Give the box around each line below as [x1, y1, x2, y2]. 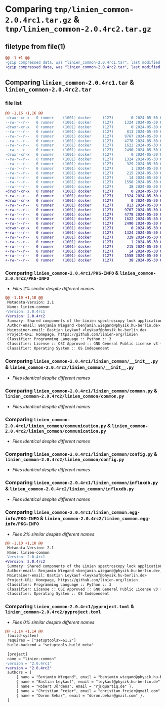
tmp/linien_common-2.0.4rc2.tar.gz [5, 25, 152, 34]
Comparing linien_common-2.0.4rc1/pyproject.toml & [5, 603, 134, 610]
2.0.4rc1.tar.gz [5, 16, 72, 25]
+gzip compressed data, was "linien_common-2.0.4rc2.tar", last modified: [5, 64, 163, 70]
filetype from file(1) [5, 42, 66, 50]
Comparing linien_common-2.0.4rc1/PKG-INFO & [5, 269, 119, 276]
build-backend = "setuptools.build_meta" [7, 643, 94, 648]
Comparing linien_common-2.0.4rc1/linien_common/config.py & [5, 450, 158, 457]
